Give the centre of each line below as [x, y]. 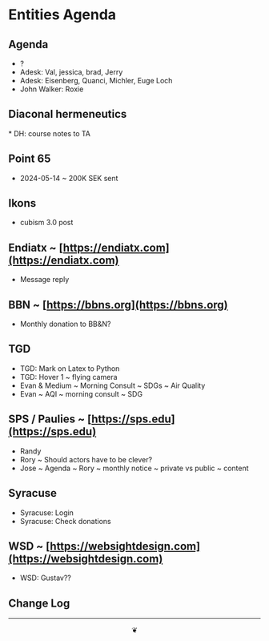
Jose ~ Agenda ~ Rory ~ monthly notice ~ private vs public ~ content [134, 468]
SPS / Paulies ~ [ [50, 419]
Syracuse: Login [47, 512]
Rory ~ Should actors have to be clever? [86, 459]
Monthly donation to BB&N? [65, 324]
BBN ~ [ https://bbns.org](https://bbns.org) [118, 305]
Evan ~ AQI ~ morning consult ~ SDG [81, 393]
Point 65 [30, 159]
